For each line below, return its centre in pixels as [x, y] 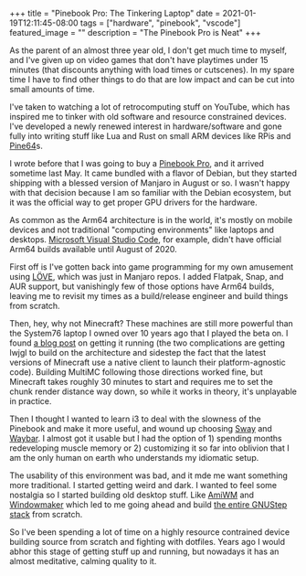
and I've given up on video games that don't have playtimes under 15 [139, 60]
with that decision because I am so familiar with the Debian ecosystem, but [151, 192]
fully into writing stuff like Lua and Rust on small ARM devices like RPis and [150, 136]
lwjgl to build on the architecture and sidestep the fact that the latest [138, 352]
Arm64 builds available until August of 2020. [94, 249]
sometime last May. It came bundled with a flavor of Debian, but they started [153, 173]
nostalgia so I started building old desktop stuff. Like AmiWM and [132, 495]
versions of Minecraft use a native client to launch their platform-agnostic [148, 362]
